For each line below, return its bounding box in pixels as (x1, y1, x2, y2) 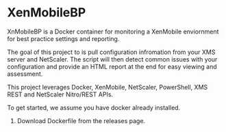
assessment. (7, 70, 43, 78)
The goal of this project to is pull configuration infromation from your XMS (7, 48, 216, 56)
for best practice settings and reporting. (7, 34, 120, 42)
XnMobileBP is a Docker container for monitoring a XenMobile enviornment (7, 27, 219, 36)
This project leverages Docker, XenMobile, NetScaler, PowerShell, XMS (7, 83, 208, 91)
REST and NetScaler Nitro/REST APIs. (7, 90, 114, 98)
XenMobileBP (7, 5, 86, 21)
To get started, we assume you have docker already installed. (7, 103, 181, 111)
